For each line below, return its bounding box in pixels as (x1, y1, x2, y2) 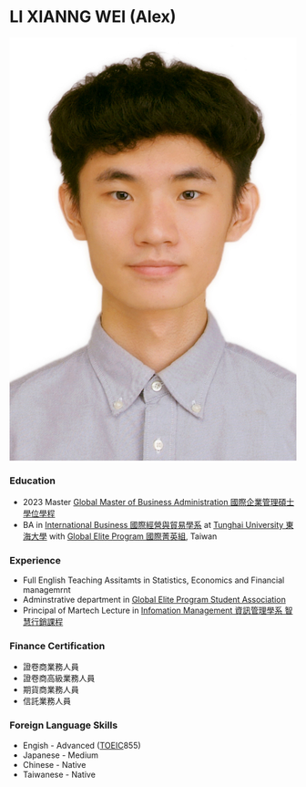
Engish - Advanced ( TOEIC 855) (22, 740, 141, 751)
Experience (9, 554, 61, 566)
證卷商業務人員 (22, 661, 79, 672)
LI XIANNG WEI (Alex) (9, 6, 177, 27)
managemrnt (22, 585, 71, 595)
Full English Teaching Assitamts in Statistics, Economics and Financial (22, 575, 285, 585)
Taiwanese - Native (22, 769, 96, 780)
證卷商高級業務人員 (22, 673, 96, 684)
